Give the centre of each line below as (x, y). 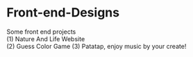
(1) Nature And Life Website (46, 38)
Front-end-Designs (63, 13)
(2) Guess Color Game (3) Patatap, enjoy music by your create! (96, 46)
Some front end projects (41, 32)
